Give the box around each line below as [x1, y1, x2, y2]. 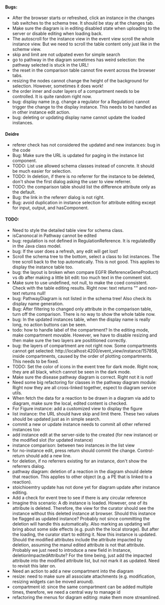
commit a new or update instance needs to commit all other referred [12, 421, 151, 427]
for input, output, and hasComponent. [12, 205, 89, 211]
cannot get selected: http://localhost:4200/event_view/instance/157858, [12, 348, 159, 354]
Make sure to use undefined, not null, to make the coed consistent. [12, 279, 148, 286]
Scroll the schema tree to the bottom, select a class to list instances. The [12, 253, 160, 259]
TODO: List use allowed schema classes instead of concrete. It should [12, 163, 154, 169]
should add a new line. [26, 453, 72, 458]
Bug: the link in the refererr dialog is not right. [12, 194, 105, 200]
